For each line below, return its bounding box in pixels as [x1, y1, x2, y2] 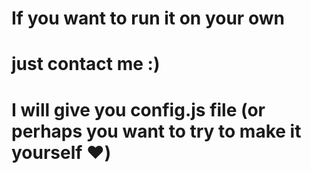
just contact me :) [11, 53, 161, 76]
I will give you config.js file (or [11, 98, 266, 121]
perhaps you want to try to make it [11, 120, 302, 142]
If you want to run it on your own [11, 7, 285, 30]
